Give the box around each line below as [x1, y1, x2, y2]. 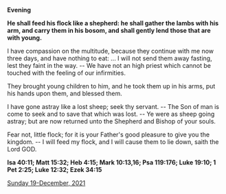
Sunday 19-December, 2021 [7, 179, 86, 187]
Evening [7, 6, 32, 14]
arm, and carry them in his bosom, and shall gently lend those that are [7, 27, 211, 34]
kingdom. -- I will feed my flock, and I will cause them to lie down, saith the [7, 138, 219, 146]
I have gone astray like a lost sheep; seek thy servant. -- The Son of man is [7, 103, 220, 110]
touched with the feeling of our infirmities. [7, 69, 126, 77]
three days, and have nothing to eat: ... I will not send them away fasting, [7, 54, 212, 62]
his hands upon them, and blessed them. [7, 89, 122, 97]
